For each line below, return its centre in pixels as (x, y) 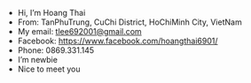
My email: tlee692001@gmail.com (79, 31)
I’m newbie (37, 60)
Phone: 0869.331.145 (56, 50)
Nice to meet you (49, 69)
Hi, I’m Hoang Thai (51, 13)
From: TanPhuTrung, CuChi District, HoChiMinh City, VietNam (129, 22)
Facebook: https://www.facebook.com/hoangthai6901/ (118, 41)
